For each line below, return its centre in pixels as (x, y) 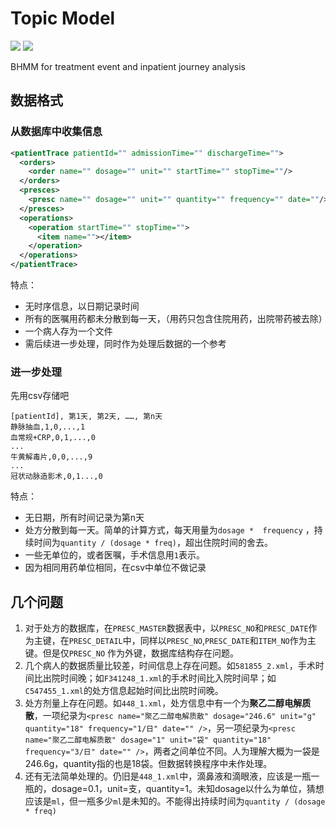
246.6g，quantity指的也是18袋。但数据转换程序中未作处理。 (148, 764)
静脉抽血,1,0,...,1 (48, 427)
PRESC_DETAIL (95, 642)
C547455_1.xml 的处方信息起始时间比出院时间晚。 (124, 691)
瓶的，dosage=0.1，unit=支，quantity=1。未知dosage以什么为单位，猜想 (174, 789)
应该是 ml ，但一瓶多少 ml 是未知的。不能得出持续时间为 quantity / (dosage (175, 801)
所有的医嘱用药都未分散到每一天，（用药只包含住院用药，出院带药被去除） (176, 318)
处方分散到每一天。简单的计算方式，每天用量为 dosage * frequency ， (169, 530)
